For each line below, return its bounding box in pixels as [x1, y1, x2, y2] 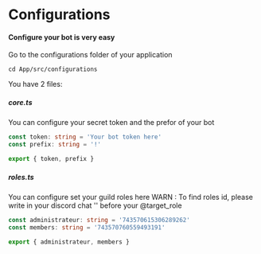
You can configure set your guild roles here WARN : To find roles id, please [8, 192, 253, 201]
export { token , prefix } [8, 155, 94, 163]
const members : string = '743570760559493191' [8, 223, 166, 232]
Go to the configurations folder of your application [8, 50, 173, 60]
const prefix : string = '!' [8, 141, 102, 149]
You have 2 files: [8, 80, 63, 89]
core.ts [8, 97, 33, 107]
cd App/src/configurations [8, 65, 98, 73]
